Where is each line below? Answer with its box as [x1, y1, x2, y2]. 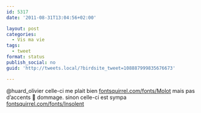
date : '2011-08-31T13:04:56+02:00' [6, 15, 97, 21]
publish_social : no [6, 59, 56, 66]
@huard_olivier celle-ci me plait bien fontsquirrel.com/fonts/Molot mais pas [6, 87, 195, 94]
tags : [6, 43, 20, 49]
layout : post [6, 26, 40, 32]
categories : [6, 31, 37, 37]
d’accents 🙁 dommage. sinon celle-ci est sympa [6, 94, 127, 101]
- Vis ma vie [12, 37, 45, 43]
